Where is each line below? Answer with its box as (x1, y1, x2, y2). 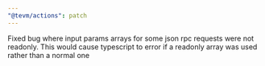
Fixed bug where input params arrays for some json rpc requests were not (7, 33, 255, 43)
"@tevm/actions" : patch (7, 11, 88, 20)
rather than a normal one (7, 50, 90, 60)
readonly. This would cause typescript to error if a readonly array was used (7, 41, 258, 52)
